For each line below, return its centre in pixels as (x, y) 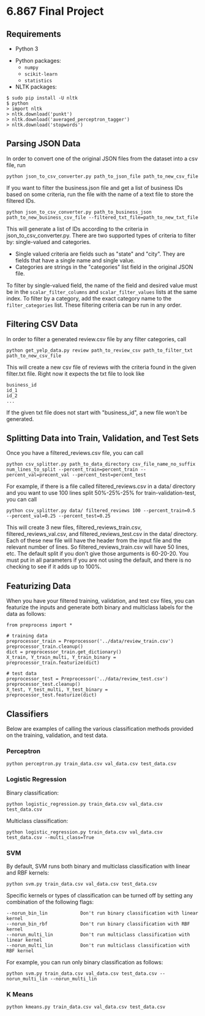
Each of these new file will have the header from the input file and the (94, 541)
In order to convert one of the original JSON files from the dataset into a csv (102, 159)
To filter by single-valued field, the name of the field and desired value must (102, 285)
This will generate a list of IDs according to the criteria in (77, 229)
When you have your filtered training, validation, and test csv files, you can (100, 601)
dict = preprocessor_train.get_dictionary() (64, 652)
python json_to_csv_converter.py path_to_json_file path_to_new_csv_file (102, 176)
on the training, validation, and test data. (57, 735)
